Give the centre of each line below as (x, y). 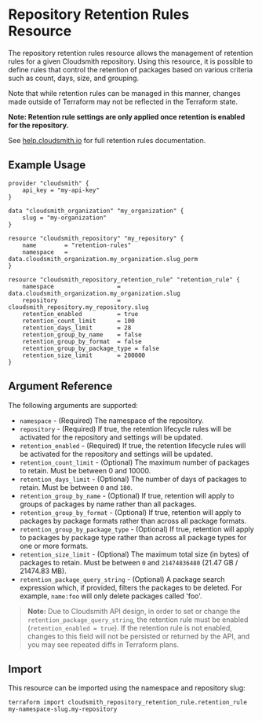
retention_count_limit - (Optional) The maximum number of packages (134, 462)
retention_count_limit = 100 (78, 321)
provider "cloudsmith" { (49, 183)
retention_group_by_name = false (82, 335)
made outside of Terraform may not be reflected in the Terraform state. (123, 101)
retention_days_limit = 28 (77, 328)
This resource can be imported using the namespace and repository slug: (127, 688)
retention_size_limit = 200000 (84, 355)
